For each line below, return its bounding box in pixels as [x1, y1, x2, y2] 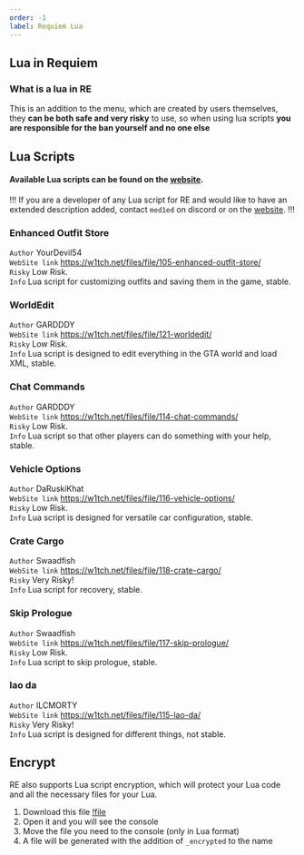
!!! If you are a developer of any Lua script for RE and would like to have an [9, 194, 288, 205]
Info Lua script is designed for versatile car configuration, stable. [9, 512, 253, 523]
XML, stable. [9, 358, 57, 369]
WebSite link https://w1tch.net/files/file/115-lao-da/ [9, 709, 201, 720]
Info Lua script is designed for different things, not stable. [9, 728, 227, 740]
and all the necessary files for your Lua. [9, 789, 158, 800]
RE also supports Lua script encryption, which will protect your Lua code [9, 779, 281, 790]
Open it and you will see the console [22, 816, 159, 827]
